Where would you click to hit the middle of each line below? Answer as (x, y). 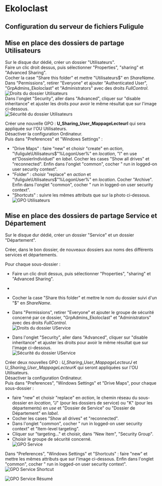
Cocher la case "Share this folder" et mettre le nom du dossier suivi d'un (84, 298)
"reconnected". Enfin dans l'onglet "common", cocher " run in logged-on (85, 164)
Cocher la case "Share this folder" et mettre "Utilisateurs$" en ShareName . (80, 78)
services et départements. (31, 255)
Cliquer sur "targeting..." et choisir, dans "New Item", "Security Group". (83, 434)
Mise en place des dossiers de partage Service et (81, 216)
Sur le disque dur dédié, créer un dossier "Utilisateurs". (60, 62)
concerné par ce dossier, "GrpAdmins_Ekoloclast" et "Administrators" (81, 318)
